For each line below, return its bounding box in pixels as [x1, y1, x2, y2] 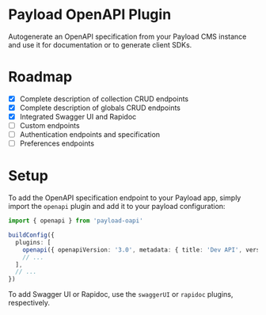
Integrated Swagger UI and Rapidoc [19, 112, 137, 121]
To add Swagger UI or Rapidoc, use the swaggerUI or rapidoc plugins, [8, 290, 234, 299]
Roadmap [8, 68, 73, 86]
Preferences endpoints [19, 139, 95, 148]
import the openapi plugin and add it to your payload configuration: [8, 202, 226, 211]
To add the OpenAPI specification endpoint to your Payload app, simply [8, 193, 241, 203]
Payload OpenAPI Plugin [8, 6, 172, 24]
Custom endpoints [19, 121, 81, 131]
